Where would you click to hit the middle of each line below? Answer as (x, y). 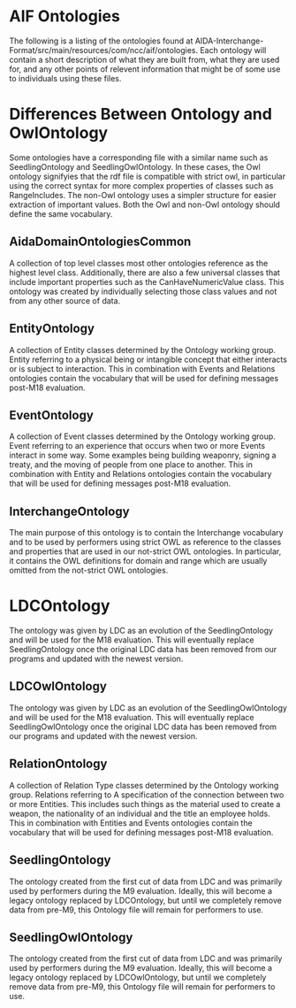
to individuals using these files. (65, 78)
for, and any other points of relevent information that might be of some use (145, 69)
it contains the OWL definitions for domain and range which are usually (138, 561)
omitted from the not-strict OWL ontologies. (89, 570)
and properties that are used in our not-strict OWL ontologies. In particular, (145, 551)
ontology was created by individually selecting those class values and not (143, 291)
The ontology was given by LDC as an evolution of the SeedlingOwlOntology (148, 708)
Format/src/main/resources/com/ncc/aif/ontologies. (104, 50)
